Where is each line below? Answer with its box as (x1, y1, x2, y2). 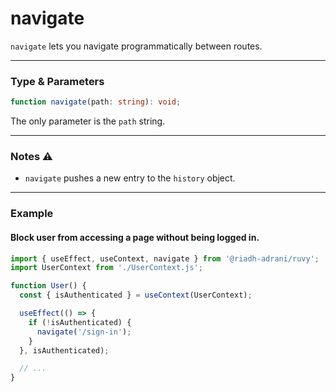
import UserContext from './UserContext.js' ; (10, 263, 203, 273)
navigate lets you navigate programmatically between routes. (10, 40, 263, 52)
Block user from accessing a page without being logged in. (10, 231, 260, 243)
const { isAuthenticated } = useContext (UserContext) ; (19, 290, 253, 301)
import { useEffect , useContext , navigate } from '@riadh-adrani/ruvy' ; (10, 253, 320, 264)
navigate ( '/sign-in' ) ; (36, 327, 132, 337)
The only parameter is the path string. (10, 115, 166, 127)
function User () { (10, 281, 87, 291)
